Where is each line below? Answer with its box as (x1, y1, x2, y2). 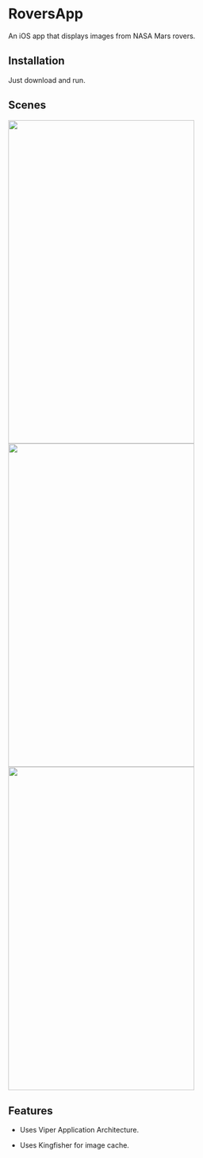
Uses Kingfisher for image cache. (19, 1140, 129, 1150)
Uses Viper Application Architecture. (19, 1125, 140, 1135)
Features (8, 1104, 53, 1117)
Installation (8, 54, 65, 68)
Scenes (8, 99, 46, 112)
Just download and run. (8, 75, 86, 84)
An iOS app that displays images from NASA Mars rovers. (8, 31, 196, 41)
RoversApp (8, 5, 83, 23)
